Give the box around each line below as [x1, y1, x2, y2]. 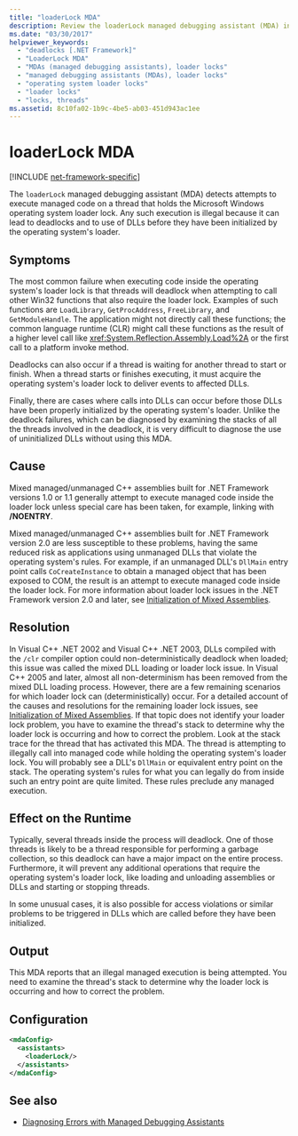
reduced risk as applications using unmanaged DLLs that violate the [9, 547, 257, 557]
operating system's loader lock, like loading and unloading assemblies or [9, 872, 276, 883]
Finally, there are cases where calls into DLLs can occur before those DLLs [9, 396, 282, 405]
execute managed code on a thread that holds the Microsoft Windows [9, 198, 264, 209]
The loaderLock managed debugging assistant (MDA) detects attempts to [9, 188, 277, 200]
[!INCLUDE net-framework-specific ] [9, 172, 140, 182]
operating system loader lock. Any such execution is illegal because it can [9, 208, 279, 219]
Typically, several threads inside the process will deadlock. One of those [9, 835, 274, 845]
